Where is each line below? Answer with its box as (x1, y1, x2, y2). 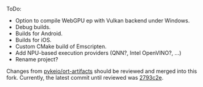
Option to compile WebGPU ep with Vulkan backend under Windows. (15, 17, 190, 24)
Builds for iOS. (15, 37, 52, 43)
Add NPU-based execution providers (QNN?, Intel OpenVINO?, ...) (15, 49, 182, 57)
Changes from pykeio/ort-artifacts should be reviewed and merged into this (6, 68, 197, 75)
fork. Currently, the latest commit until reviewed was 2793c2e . (6, 74, 164, 81)
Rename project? (15, 56, 58, 63)
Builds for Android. (15, 30, 63, 37)
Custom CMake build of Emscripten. (15, 43, 107, 50)
